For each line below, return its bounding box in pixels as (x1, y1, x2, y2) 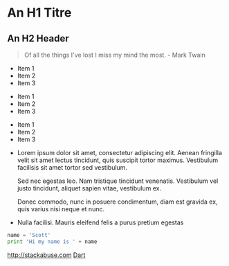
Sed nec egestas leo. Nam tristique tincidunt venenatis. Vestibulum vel (17, 177, 219, 185)
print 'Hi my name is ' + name (7, 238, 98, 245)
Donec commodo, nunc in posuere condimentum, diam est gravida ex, (17, 197, 218, 206)
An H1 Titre (7, 5, 72, 21)
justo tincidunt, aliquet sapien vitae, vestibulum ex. (17, 184, 161, 192)
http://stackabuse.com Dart (7, 251, 86, 259)
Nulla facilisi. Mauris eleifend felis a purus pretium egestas (17, 218, 184, 227)
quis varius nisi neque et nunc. (17, 205, 105, 213)
